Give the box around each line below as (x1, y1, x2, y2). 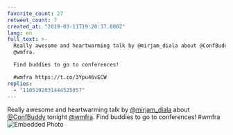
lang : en (7, 29, 33, 37)
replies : (7, 80, 33, 87)
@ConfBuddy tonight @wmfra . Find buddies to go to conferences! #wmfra (7, 113, 221, 121)
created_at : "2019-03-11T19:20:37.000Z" (7, 23, 126, 30)
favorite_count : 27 (7, 10, 64, 17)
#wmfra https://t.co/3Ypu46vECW (13, 73, 107, 80)
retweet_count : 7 (7, 17, 58, 24)
